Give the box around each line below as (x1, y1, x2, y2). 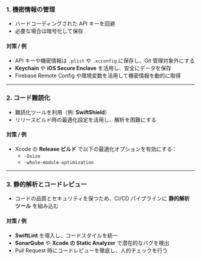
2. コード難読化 (6, 94, 51, 102)
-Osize (23, 153, 41, 159)
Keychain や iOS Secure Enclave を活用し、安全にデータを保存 (14, 64, 172, 71)
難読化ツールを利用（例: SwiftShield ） (14, 108, 111, 116)
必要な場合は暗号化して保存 (14, 28, 84, 35)
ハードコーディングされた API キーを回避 (14, 20, 115, 28)
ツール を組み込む (14, 202, 59, 210)
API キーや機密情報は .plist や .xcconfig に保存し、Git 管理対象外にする (14, 57, 195, 64)
